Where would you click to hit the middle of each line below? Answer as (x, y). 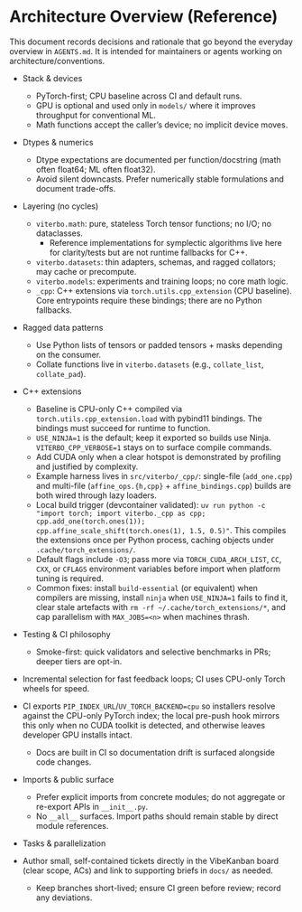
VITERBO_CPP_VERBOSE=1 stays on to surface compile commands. (154, 447)
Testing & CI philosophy (66, 634)
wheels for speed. (56, 688)
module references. (72, 825)
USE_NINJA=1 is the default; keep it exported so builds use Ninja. (153, 437)
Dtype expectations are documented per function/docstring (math (158, 159)
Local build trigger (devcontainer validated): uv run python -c (151, 504)
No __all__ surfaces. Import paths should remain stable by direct (157, 816)
